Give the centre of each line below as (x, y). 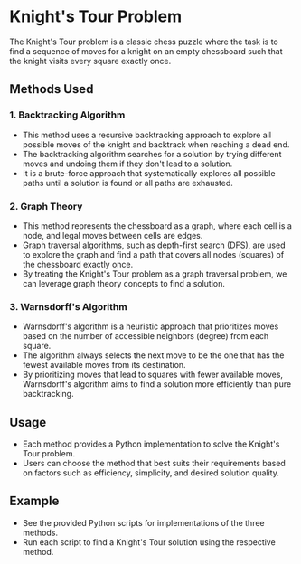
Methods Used (52, 89)
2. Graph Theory (46, 206)
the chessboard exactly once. (78, 264)
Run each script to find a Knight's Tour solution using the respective (149, 542)
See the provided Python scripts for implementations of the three (143, 522)
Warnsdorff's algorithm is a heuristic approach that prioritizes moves (150, 326)
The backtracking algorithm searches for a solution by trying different (152, 154)
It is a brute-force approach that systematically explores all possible (149, 173)
